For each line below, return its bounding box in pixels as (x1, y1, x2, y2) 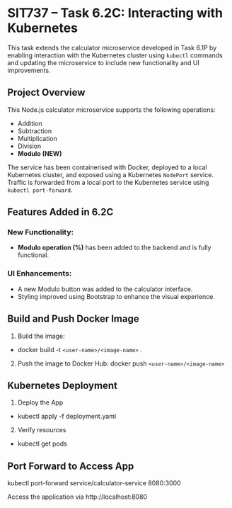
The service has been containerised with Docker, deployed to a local (7, 163, 207, 171)
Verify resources (17, 426, 66, 434)
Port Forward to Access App (7, 460, 134, 472)
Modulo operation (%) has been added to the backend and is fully (17, 243, 211, 252)
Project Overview (7, 86, 86, 98)
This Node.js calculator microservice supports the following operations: (7, 105, 216, 114)
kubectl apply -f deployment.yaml (17, 412, 117, 421)
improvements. (7, 66, 51, 74)
